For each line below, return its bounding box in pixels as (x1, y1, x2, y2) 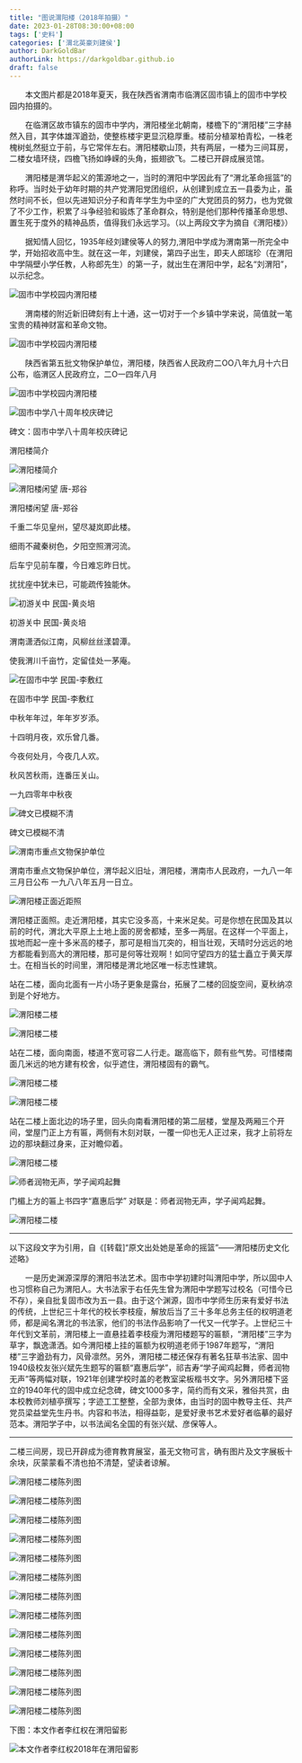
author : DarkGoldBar (9, 47, 87, 56)
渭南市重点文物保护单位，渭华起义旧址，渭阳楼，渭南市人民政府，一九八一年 (9, 864, 293, 876)
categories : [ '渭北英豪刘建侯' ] (9, 38, 121, 48)
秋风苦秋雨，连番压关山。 (9, 769, 104, 780)
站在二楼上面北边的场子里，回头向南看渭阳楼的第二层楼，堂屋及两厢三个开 (9, 1115, 285, 1126)
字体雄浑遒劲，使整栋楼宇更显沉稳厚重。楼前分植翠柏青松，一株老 (48, 130, 293, 141)
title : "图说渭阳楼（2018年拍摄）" (9, 13, 129, 22)
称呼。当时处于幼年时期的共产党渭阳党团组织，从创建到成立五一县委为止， (9, 183, 285, 194)
